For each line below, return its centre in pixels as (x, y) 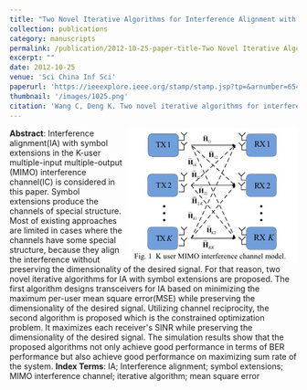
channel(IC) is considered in (63, 182)
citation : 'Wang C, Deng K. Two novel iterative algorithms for (134, 106)
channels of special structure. (65, 211)
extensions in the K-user (55, 153)
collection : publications (58, 29)
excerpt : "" (32, 58)
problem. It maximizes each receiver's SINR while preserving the (131, 327)
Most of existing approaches (63, 220)
